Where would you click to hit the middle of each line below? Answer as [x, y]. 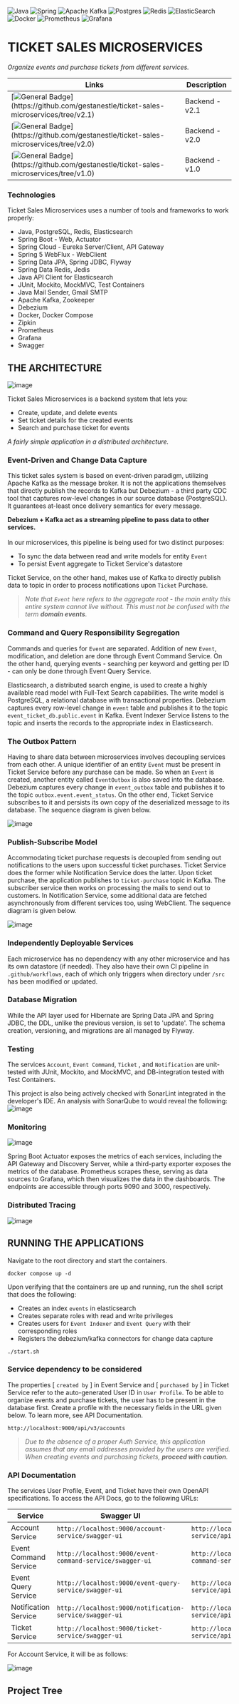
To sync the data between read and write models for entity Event [112, 556]
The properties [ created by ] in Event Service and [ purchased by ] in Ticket [118, 1384]
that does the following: [42, 1294]
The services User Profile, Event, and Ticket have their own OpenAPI [108, 1491]
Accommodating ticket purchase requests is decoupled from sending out [115, 858]
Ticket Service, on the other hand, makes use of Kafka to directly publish [114, 578]
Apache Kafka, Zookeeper [56, 300]
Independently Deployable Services [70, 943]
